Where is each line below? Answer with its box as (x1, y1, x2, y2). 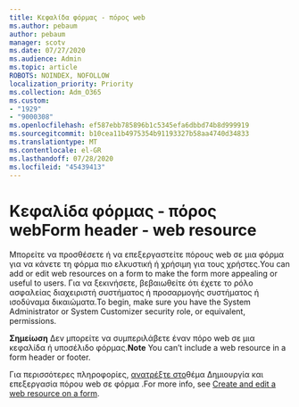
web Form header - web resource (9, 220, 257, 240)
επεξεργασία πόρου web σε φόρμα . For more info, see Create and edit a (9, 378, 277, 389)
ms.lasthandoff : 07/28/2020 (9, 154, 114, 163)
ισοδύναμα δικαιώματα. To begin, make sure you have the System (9, 296, 252, 308)
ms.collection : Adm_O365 (9, 87, 102, 96)
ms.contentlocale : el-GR (9, 145, 102, 154)
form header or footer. (9, 352, 91, 362)
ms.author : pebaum (9, 21, 78, 30)
